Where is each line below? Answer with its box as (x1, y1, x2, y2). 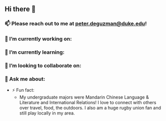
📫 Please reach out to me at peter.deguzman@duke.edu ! (4, 20, 147, 27)
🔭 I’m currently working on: (4, 35, 72, 42)
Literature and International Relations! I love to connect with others (19, 100, 156, 106)
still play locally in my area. (19, 110, 75, 116)
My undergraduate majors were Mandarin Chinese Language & (19, 94, 149, 100)
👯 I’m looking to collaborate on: (4, 62, 81, 69)
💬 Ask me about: (4, 76, 45, 82)
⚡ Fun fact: (11, 87, 34, 93)
